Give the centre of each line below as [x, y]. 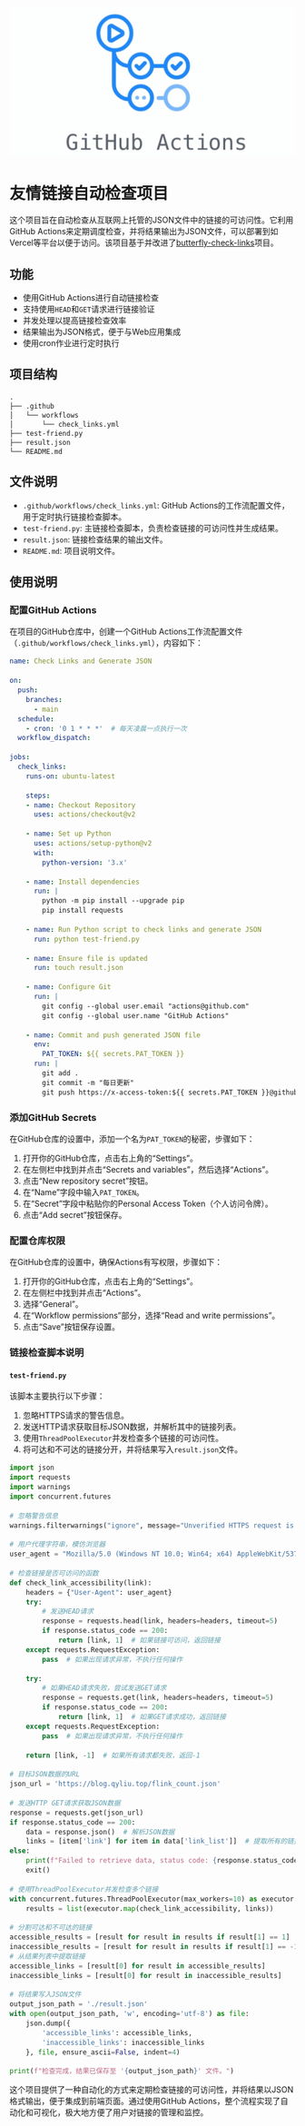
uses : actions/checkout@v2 [84, 815]
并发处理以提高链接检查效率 [74, 321]
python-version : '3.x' [85, 862]
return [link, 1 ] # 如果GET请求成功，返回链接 [142, 1717]
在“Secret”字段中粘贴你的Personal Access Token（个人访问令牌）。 [148, 1203]
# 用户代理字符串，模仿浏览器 [58, 1545]
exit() [38, 1870]
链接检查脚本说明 [47, 1353]
